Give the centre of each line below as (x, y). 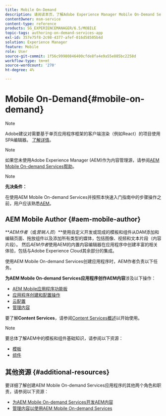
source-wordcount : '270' (31, 65)
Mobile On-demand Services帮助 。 (41, 166)
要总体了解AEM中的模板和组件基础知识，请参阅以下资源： (64, 338)
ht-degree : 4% (20, 70)
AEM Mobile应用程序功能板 (40, 288)
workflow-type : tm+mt (28, 61)
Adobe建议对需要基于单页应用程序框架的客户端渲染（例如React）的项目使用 (83, 134)
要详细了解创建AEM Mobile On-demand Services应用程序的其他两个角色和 (81, 385)
